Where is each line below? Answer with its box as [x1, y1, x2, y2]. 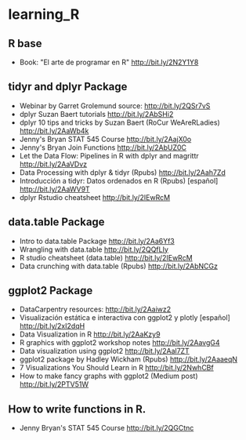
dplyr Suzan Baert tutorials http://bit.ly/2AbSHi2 [19, 109, 174, 118]
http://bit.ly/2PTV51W [19, 380, 89, 389]
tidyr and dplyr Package [8, 80, 128, 93]
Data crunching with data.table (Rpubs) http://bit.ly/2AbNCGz [19, 261, 218, 271]
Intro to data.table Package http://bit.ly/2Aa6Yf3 [19, 236, 175, 245]
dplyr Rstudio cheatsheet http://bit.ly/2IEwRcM [19, 192, 171, 202]
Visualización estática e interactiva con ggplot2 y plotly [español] [19, 313, 231, 322]
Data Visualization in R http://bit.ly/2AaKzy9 [19, 329, 161, 339]
